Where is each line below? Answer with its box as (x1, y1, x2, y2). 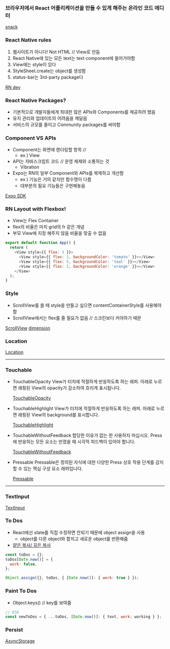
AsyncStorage (5, 638, 35, 644)
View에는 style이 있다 (12, 61, 57, 67)
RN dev (5, 84, 21, 90)
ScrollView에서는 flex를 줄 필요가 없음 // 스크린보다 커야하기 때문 (12, 315, 142, 321)
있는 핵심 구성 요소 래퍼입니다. (23, 466, 83, 472)
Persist (5, 626, 23, 633)
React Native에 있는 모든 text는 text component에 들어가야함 (12, 55, 136, 61)
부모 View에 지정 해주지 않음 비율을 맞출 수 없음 (12, 230, 107, 236)
